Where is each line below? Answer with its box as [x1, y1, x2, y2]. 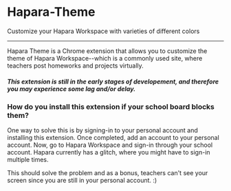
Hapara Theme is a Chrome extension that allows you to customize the [7, 46, 208, 55]
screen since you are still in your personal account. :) [7, 177, 157, 185]
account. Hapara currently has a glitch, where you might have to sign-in [7, 148, 211, 157]
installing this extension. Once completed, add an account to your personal [7, 134, 220, 142]
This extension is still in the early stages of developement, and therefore [7, 77, 219, 86]
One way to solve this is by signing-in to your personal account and [7, 126, 198, 134]
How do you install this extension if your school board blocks [7, 101, 215, 111]
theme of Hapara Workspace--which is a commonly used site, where [7, 54, 203, 62]
